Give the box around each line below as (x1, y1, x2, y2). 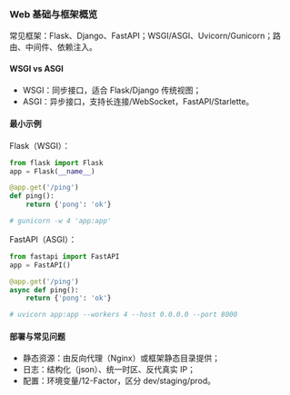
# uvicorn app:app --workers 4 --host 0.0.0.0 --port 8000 (9, 311, 238, 320)
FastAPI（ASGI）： (9, 233, 77, 244)
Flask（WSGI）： (9, 140, 71, 151)
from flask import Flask (9, 158, 104, 167)
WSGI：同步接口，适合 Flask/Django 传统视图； (22, 84, 202, 95)
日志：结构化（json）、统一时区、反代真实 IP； (22, 364, 195, 375)
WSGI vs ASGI (9, 63, 64, 74)
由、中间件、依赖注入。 (9, 42, 97, 53)
